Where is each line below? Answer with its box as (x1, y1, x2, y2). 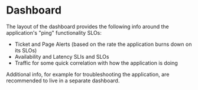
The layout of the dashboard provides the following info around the (6, 23, 170, 30)
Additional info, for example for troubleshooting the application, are (6, 71, 170, 78)
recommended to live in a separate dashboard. (6, 77, 120, 84)
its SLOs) (14, 46, 37, 54)
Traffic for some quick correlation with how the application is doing (14, 59, 178, 66)
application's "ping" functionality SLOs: (6, 29, 102, 36)
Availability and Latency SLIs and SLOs (14, 53, 109, 60)
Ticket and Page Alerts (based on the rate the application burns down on (14, 41, 192, 48)
